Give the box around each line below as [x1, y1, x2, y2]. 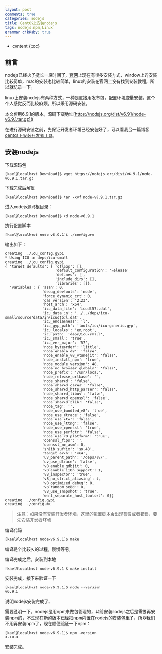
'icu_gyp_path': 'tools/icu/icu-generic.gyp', [42, 323, 138, 328]
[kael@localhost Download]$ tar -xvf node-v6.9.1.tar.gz [5, 195, 123, 200]
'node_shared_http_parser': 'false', [42, 387, 118, 392]
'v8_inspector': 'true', [42, 472, 92, 477]
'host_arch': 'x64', [42, 302, 83, 307]
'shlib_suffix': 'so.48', [42, 446, 95, 452]
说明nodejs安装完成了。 [5, 598, 53, 604]
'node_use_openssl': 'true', [42, 425, 101, 430]
